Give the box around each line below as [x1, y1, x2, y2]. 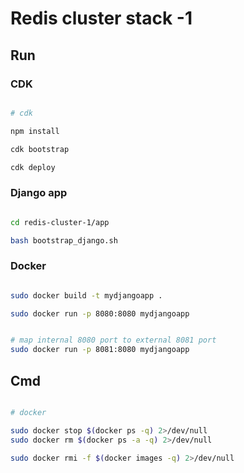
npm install [10, 126, 60, 136]
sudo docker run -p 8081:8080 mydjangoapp [10, 345, 190, 355]
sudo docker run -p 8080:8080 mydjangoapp [10, 308, 190, 319]
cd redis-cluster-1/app [10, 217, 110, 227]
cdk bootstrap [10, 144, 70, 154]
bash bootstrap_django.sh [10, 235, 118, 246]
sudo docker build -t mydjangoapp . [10, 290, 163, 301]
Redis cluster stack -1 [10, 7, 193, 30]
